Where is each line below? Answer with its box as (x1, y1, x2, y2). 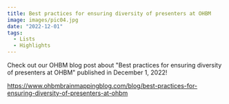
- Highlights (13, 42, 51, 49)
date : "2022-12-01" (7, 23, 63, 30)
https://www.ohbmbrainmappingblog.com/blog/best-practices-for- (7, 82, 198, 90)
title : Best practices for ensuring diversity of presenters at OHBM (7, 10, 212, 17)
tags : (7, 29, 23, 37)
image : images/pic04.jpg (7, 17, 79, 23)
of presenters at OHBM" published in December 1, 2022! (7, 68, 168, 76)
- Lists (13, 36, 36, 43)
